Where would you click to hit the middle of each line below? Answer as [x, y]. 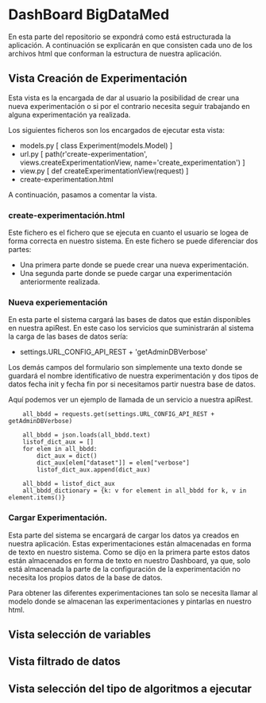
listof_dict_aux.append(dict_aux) [94, 470]
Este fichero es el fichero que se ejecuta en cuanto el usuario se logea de [128, 233]
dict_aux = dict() [67, 456]
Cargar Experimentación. [58, 518]
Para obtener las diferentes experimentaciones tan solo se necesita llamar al [133, 592]
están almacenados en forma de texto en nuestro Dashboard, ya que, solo [129, 560]
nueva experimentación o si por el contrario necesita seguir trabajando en [129, 106]
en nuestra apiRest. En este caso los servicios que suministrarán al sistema [131, 328]
